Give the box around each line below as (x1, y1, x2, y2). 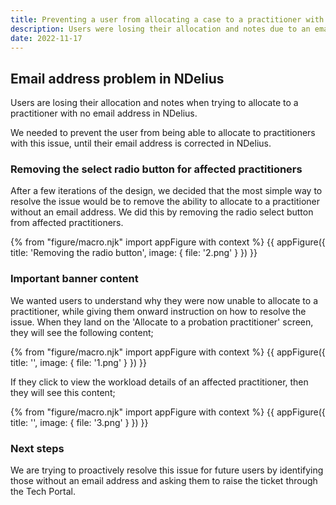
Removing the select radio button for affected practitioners (10, 162, 303, 176)
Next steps (10, 441, 65, 455)
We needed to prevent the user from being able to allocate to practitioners (10, 127, 316, 139)
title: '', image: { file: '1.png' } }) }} (10, 356, 147, 368)
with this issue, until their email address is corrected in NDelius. (10, 137, 272, 150)
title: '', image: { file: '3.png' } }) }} (10, 416, 149, 428)
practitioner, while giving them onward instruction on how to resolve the (10, 305, 307, 317)
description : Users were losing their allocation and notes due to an (10, 24, 311, 34)
